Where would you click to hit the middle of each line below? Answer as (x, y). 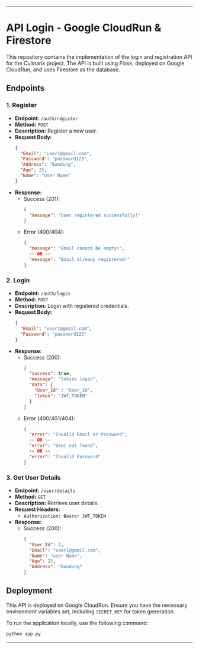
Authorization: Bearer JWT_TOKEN (65, 516)
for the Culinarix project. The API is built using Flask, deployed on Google (95, 63)
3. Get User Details (33, 477)
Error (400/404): (44, 232)
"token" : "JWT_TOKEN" (61, 396)
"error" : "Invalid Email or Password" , (78, 434)
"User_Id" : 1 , (46, 544)
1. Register (22, 105)
